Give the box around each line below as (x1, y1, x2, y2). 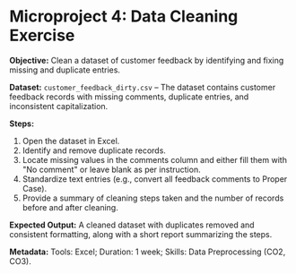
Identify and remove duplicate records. (22, 145, 166, 156)
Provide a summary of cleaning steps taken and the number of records (22, 193, 284, 203)
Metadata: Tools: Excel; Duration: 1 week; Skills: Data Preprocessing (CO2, (9, 246, 286, 257)
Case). (22, 183, 48, 193)
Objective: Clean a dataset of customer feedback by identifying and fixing (9, 55, 284, 65)
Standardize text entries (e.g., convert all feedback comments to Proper (22, 173, 288, 184)
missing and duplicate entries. (9, 64, 121, 75)
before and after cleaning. (22, 201, 118, 212)
